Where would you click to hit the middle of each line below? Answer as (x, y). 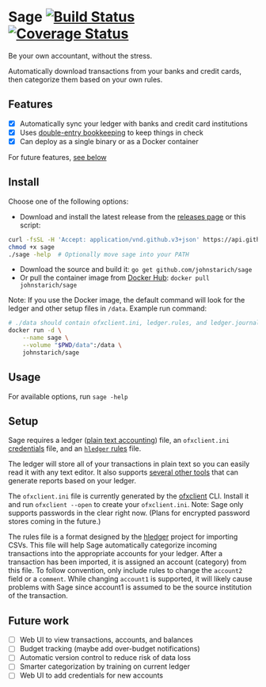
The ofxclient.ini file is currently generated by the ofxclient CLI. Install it (129, 496)
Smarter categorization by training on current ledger (104, 666)
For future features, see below (57, 157)
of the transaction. (38, 596)
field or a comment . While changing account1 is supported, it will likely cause (130, 579)
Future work (39, 621)
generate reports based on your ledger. (72, 481)
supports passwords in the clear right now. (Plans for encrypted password (129, 513)
